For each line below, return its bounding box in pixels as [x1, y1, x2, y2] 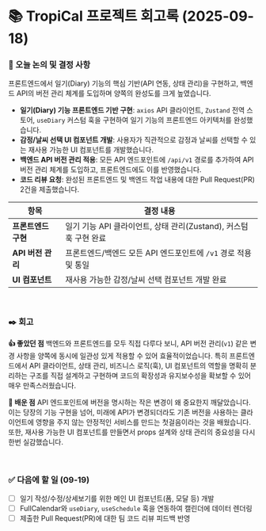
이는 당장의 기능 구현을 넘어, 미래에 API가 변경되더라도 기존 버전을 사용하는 [8, 407, 239, 417]
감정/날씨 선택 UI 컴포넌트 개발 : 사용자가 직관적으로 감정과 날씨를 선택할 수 [19, 136, 248, 145]
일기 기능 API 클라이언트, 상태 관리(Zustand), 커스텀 [65, 221, 249, 232]
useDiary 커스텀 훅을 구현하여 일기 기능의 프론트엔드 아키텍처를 [36, 116, 232, 125]
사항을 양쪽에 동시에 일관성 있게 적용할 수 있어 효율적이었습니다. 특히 [16, 350, 228, 361]
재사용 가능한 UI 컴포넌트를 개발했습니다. [28, 145, 154, 155]
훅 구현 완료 [65, 233, 107, 244]
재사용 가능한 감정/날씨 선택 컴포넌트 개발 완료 [65, 274, 227, 285]
